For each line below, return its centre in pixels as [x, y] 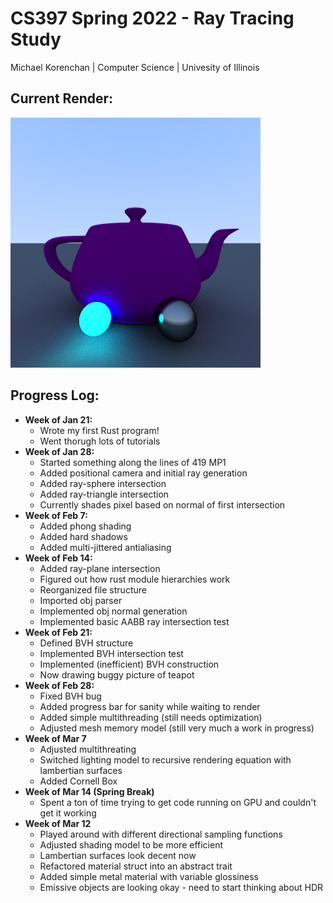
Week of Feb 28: [59, 685]
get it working [68, 813]
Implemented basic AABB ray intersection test [134, 621]
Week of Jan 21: [58, 419]
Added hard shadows [83, 536]
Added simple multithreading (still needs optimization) [151, 717]
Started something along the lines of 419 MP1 [133, 462]
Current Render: [62, 98]
